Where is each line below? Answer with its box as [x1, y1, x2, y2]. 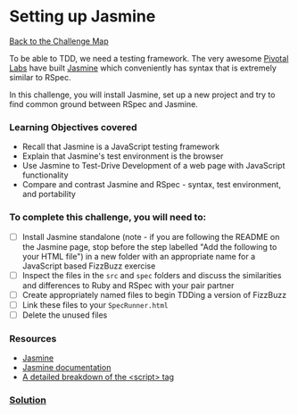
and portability [21, 189, 76, 200]
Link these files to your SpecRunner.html [21, 299, 169, 310]
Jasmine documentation [21, 362, 112, 373]
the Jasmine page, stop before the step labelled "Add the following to [21, 241, 277, 252]
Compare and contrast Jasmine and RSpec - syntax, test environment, [21, 179, 281, 190]
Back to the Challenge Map [9, 36, 109, 46]
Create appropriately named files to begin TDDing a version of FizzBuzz [21, 289, 287, 300]
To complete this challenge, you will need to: [9, 211, 207, 224]
